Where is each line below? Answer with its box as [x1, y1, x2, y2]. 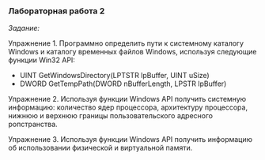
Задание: [8, 24, 40, 33]
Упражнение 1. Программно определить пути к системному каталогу [8, 39, 244, 48]
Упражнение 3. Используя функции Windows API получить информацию [8, 135, 253, 144]
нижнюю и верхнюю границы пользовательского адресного [8, 111, 214, 121]
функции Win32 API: [8, 55, 75, 65]
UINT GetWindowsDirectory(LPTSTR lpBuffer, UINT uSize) [19, 71, 210, 80]
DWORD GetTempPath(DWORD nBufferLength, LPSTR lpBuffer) [19, 79, 227, 88]
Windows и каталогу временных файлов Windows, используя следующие [8, 47, 257, 57]
